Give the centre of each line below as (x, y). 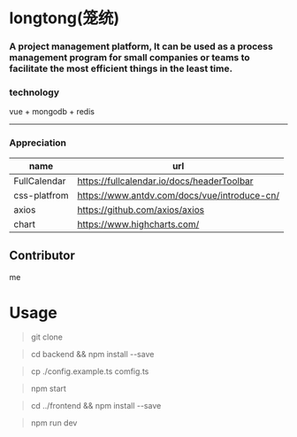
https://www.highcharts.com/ (138, 224)
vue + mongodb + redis (52, 112)
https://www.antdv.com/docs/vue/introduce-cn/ (179, 195)
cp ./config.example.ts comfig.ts (90, 371)
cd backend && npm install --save (92, 355)
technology (34, 92)
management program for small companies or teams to (129, 58)
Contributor (42, 256)
